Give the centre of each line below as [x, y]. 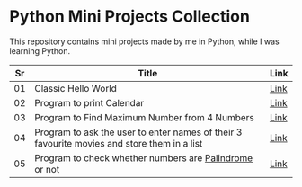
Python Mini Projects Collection [129, 17]
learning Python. [40, 50]
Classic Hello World [75, 88]
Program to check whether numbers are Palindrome [144, 157]
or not [47, 169]
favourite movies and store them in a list [119, 143]
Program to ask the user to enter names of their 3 [138, 132]
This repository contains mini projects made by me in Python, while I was [145, 41]
